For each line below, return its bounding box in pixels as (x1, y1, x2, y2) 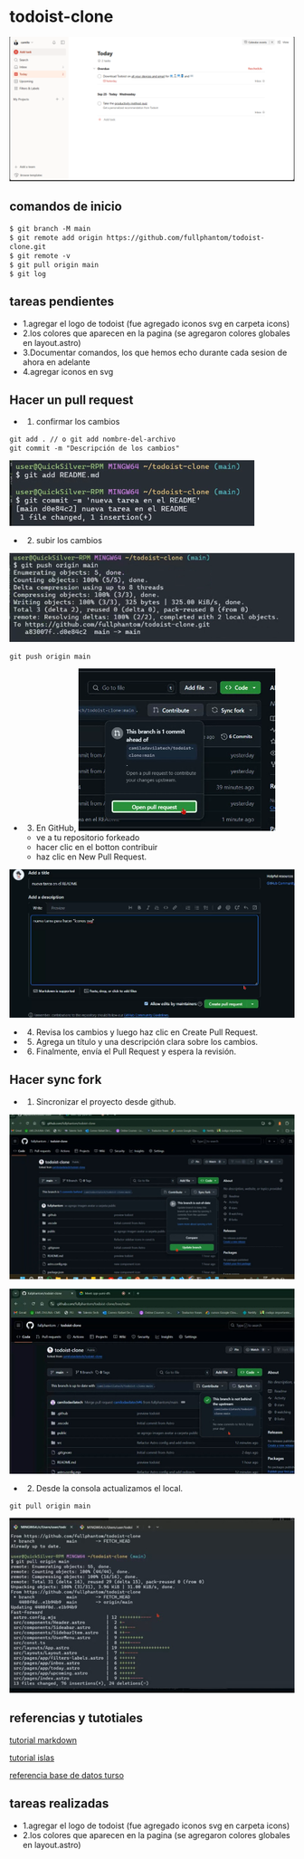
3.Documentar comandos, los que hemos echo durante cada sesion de (22, 347, 288, 358)
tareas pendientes (9, 294, 115, 310)
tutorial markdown (9, 1734, 78, 1745)
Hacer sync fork (9, 1072, 102, 1088)
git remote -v (17, 251, 71, 260)
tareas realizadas (9, 1796, 109, 1812)
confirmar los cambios (35, 417, 120, 427)
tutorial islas (9, 1752, 55, 1763)
